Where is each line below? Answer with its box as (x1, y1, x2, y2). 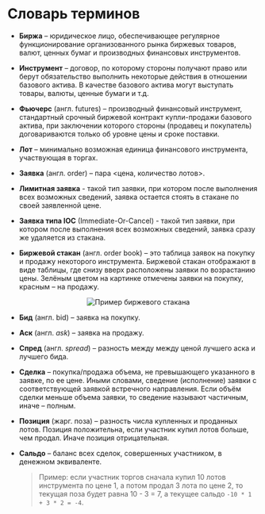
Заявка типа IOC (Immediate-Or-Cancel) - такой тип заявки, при (18, 216, 236, 225)
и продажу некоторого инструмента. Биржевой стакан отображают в (18, 256, 256, 266)
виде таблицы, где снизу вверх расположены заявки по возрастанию (18, 265, 255, 274)
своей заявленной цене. (18, 200, 102, 210)
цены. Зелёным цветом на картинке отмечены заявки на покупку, (18, 273, 244, 282)
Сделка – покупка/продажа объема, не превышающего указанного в (18, 366, 255, 377)
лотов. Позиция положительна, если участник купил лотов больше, (18, 424, 249, 434)
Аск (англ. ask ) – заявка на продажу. (18, 328, 144, 337)
